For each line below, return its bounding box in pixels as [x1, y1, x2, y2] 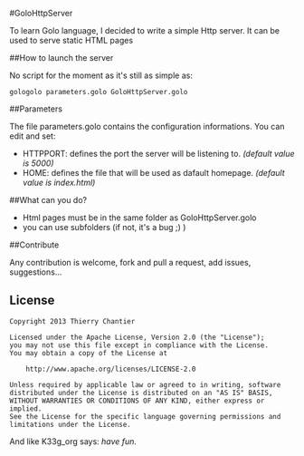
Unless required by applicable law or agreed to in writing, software [9, 380, 281, 389]
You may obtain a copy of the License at [9, 348, 168, 357]
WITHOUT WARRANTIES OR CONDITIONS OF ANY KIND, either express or [9, 396, 265, 405]
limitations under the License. [9, 420, 131, 429]
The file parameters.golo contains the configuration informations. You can [9, 121, 285, 131]
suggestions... [9, 267, 62, 277]
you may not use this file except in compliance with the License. [9, 340, 270, 350]
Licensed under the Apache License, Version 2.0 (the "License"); [9, 333, 265, 342]
